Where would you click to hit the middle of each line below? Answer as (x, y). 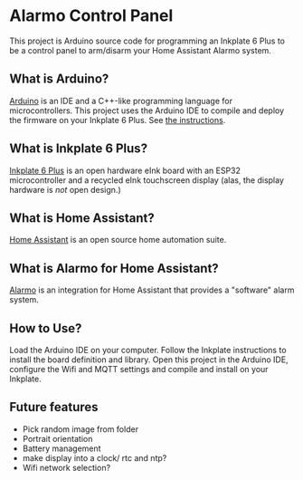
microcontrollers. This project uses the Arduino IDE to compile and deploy (147, 110)
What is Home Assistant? (82, 218)
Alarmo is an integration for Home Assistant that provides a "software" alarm (152, 290)
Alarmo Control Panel (91, 16)
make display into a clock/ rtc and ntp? (95, 457)
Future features (54, 407)
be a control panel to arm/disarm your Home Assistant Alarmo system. (140, 50)
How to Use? (46, 328)
